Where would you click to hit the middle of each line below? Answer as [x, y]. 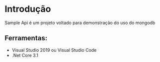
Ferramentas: [26, 38]
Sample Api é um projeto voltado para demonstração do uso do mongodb [80, 23]
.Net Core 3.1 [25, 55]
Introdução [28, 9]
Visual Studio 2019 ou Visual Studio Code [54, 50]
